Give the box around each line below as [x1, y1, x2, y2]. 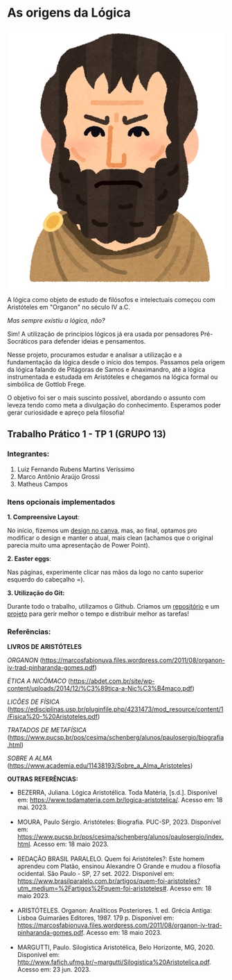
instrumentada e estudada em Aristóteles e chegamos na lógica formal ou [7, 373, 218, 381]
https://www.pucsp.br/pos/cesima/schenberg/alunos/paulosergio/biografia [9, 734, 224, 742]
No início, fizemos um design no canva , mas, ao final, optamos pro [7, 526, 197, 534]
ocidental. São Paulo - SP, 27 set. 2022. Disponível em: [17, 870, 175, 878]
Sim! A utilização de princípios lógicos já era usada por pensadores [7, 330, 199, 338]
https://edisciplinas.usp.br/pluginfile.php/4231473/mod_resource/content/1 [9, 705, 224, 713]
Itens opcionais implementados [7, 497, 116, 507]
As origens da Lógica [7, 5, 132, 21]
